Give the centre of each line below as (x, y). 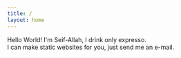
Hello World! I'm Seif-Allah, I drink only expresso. (77, 39)
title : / (20, 13)
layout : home (26, 20)
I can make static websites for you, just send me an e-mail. (91, 47)
